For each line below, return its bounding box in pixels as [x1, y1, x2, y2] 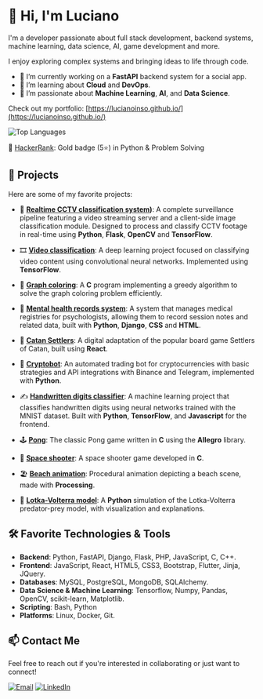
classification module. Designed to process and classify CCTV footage [19, 221, 248, 231]
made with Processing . [19, 480, 95, 490]
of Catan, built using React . [19, 344, 108, 353]
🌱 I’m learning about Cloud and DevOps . [19, 80, 151, 89]
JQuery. [19, 569, 45, 578]
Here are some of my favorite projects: [8, 189, 133, 198]
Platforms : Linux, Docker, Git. [19, 610, 116, 620]
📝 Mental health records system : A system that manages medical [19, 304, 233, 313]
